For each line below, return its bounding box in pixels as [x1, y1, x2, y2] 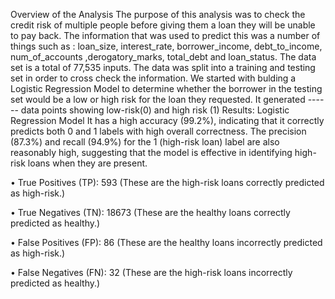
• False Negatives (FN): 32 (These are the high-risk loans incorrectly [10, 267, 293, 278]
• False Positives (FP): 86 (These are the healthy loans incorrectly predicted [10, 237, 323, 248]
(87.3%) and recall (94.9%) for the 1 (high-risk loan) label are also [10, 136, 280, 148]
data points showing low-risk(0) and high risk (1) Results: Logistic [20, 104, 290, 116]
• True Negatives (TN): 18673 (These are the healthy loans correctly [10, 207, 291, 218]
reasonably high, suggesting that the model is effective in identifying [10, 147, 293, 158]
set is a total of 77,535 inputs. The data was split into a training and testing [10, 62, 316, 73]
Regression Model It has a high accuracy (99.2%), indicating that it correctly [10, 115, 325, 126]
